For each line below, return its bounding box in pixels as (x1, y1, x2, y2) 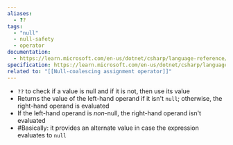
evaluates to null (17, 130, 67, 139)
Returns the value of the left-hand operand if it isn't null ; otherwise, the (17, 94, 223, 102)
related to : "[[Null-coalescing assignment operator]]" (7, 68, 172, 75)
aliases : (7, 10, 33, 17)
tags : (7, 23, 23, 30)
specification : (7, 61, 51, 68)
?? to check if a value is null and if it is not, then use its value (17, 87, 191, 95)
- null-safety (13, 36, 54, 43)
